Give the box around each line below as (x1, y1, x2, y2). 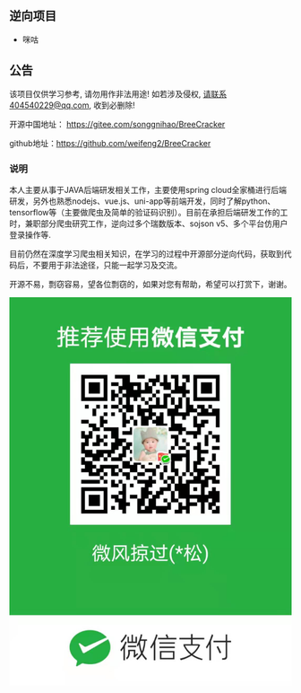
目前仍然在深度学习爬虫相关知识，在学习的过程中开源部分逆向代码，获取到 (9, 248, 284, 259)
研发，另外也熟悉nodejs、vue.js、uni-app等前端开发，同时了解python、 (9, 196, 276, 206)
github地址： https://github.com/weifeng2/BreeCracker (9, 137, 211, 148)
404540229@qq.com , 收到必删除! (9, 100, 136, 110)
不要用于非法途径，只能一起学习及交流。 (32, 259, 182, 270)
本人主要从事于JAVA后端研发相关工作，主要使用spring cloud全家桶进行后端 (9, 184, 287, 195)
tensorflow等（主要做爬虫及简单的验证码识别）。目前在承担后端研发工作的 (9, 206, 280, 217)
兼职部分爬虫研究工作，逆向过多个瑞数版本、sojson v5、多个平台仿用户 (24, 218, 288, 229)
